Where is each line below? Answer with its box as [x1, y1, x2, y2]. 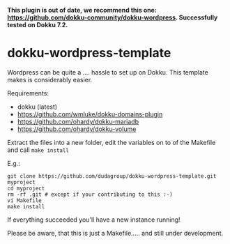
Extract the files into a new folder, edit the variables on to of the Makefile [7, 138, 216, 146]
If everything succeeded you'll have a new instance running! [7, 215, 181, 224]
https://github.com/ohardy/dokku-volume [17, 125, 137, 133]
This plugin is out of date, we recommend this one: [7, 6, 157, 14]
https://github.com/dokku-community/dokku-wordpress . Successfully [7, 13, 218, 22]
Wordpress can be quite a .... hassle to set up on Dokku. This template [7, 68, 209, 76]
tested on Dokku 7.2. [7, 21, 68, 29]
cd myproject [7, 185, 45, 192]
